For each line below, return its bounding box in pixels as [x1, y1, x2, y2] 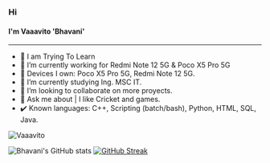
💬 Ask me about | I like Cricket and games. [19, 95, 161, 104]
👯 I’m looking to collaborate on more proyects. [19, 86, 173, 96]
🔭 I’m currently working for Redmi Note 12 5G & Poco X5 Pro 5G [19, 60, 231, 70]
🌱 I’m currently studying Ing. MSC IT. [19, 77, 142, 87]
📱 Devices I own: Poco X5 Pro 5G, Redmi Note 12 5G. [19, 69, 195, 79]
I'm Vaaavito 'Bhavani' [8, 26, 85, 36]
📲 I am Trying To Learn [19, 51, 96, 62]
